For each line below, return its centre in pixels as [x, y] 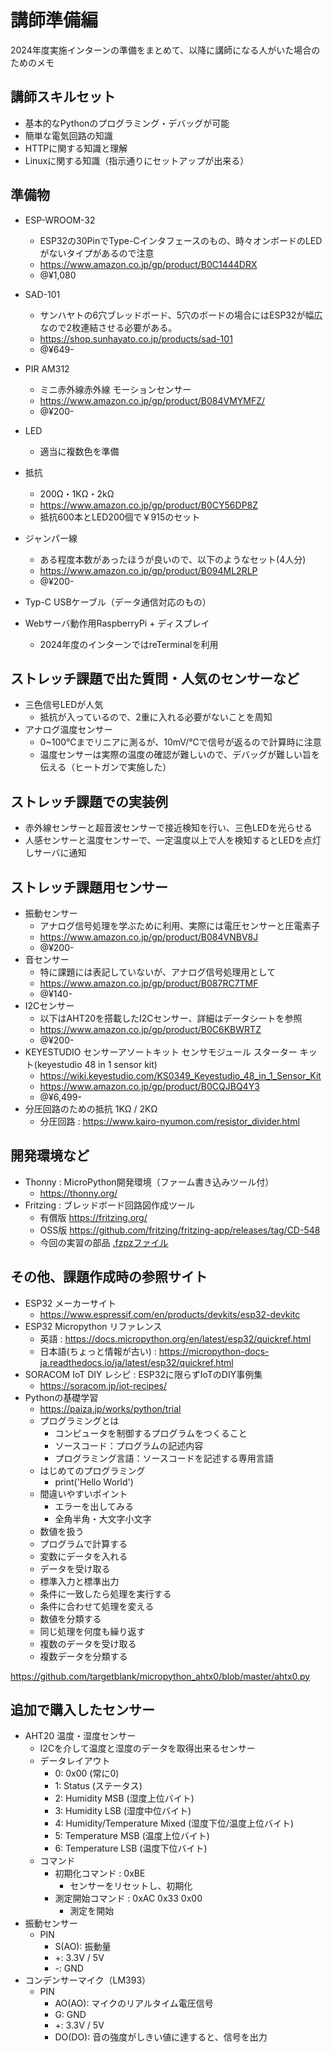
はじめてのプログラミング [92, 1470]
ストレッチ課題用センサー [89, 887]
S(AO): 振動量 [83, 1947]
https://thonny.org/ [78, 1193]
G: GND [70, 2015]
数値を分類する [70, 1618]
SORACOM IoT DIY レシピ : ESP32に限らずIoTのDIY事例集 [143, 1374]
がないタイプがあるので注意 [97, 253]
